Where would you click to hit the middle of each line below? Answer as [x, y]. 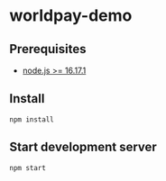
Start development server [83, 147]
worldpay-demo [71, 16]
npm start [28, 167]
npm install [32, 119]
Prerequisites [48, 49]
